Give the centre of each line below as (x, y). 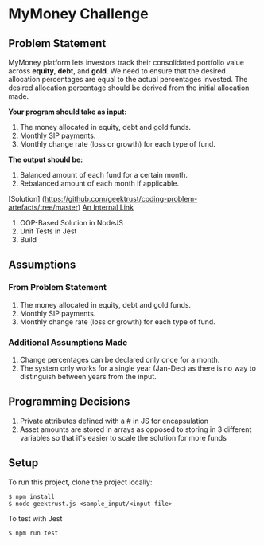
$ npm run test (33, 533)
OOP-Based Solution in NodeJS (71, 223)
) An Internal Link (106, 207)
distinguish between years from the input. (88, 376)
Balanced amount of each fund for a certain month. (104, 175)
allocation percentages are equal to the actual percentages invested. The (128, 79)
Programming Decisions (69, 402)
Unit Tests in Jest (48, 231)
